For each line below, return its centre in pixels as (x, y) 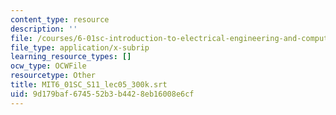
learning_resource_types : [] (71, 57)
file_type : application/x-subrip (80, 47)
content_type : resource (60, 19)
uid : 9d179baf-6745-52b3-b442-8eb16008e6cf (102, 94)
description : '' (44, 29)
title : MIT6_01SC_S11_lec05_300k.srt (89, 85)
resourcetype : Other (53, 76)
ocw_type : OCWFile (48, 66)
